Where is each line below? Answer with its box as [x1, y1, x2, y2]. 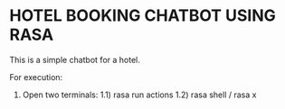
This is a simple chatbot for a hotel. [9, 54, 140, 65]
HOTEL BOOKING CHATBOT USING [9, 5, 276, 26]
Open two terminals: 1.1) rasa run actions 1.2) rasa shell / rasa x [22, 89, 257, 100]
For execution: [9, 71, 63, 82]
